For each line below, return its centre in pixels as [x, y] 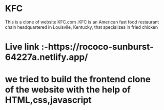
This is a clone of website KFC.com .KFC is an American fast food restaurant [82, 22]
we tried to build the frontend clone [78, 80]
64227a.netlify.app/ [47, 57]
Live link [22, 47]
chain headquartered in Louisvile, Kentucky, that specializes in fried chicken [82, 27]
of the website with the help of [68, 90]
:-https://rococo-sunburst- [97, 47]
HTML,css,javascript [48, 100]
